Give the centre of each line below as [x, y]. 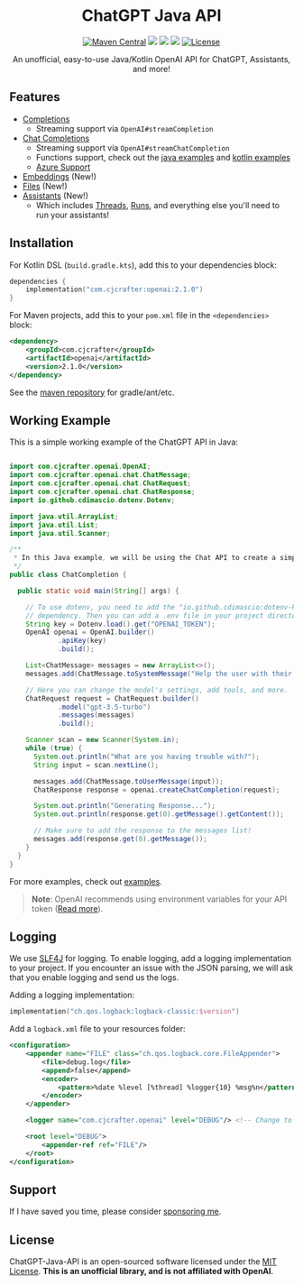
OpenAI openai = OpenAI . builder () [90, 632]
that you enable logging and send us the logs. [94, 978]
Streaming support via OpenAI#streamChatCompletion [133, 147]
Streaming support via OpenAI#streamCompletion [124, 128]
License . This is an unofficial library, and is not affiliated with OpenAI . [142, 1271]
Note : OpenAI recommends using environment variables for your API [159, 899]
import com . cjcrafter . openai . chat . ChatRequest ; [101, 483]
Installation [41, 243]
